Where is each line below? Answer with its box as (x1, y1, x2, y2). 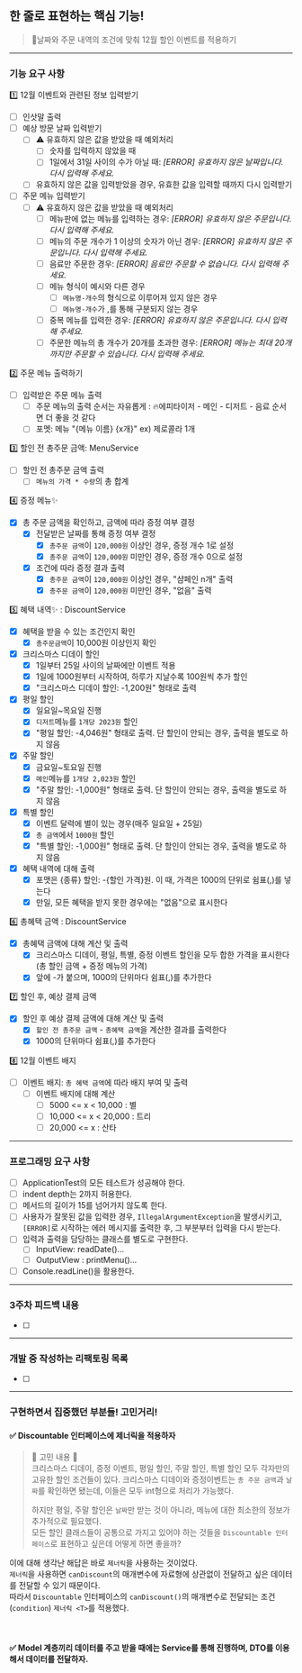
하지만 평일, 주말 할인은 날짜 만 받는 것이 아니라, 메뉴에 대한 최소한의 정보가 (31, 1505, 290, 1515)
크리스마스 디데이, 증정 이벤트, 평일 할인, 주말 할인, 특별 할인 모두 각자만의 (31, 1463, 290, 1474)
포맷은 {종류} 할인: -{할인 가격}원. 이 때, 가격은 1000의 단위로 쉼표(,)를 (35, 875, 282, 886)
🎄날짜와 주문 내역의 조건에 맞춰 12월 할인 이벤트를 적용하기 (31, 34, 236, 45)
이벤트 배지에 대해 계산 (35, 1088, 116, 1099)
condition (12, 1605, 49, 1614)
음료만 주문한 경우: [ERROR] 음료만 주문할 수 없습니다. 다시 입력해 (49, 258, 280, 268)
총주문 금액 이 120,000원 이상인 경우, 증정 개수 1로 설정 (49, 540, 235, 550)
